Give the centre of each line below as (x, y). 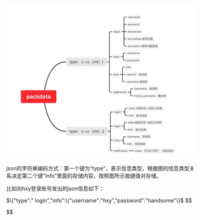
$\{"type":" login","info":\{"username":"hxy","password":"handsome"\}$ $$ (99, 201)
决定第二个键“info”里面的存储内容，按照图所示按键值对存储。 (86, 176)
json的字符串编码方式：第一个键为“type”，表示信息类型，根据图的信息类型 (98, 169)
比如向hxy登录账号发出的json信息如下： (55, 189)
